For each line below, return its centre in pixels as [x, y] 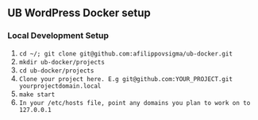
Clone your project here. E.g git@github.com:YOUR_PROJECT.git [126, 79]
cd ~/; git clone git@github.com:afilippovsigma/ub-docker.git [126, 54]
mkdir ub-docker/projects [62, 62]
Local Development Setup [58, 36]
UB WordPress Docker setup [79, 13]
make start [37, 95]
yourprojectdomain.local [60, 86]
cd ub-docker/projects [56, 71]
